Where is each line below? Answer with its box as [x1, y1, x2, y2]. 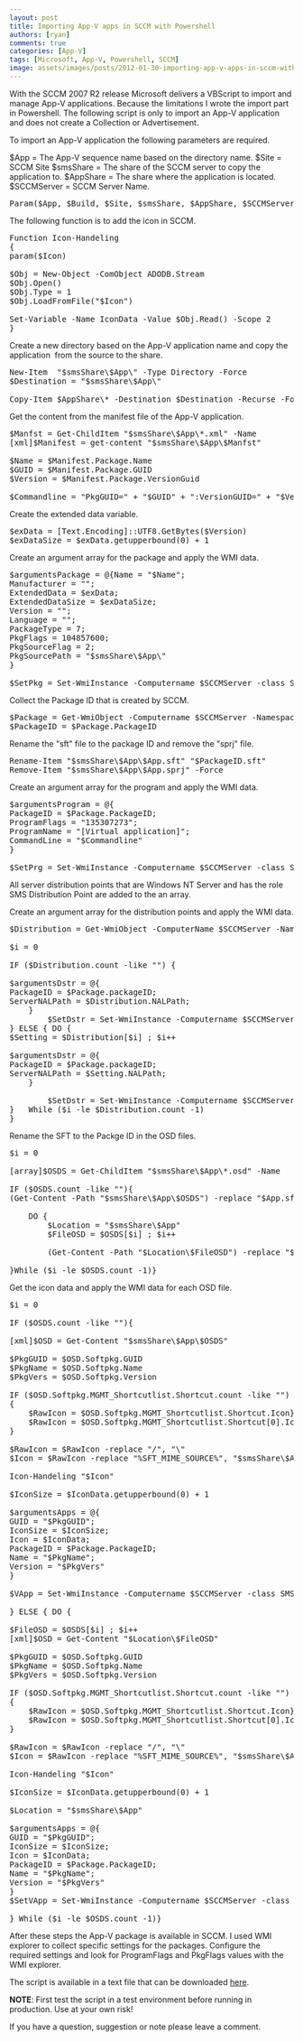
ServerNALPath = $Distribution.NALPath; [9, 996, 191, 1007]
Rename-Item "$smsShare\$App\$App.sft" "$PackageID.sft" [9, 756, 267, 765]
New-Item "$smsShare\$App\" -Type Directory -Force [9, 366, 248, 377]
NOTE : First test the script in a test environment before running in [9, 1994, 252, 2005]
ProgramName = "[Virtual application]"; [9, 826, 191, 836]
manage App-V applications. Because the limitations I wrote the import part [9, 97, 289, 108]
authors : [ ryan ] [9, 30, 70, 39]
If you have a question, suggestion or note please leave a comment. [9, 2021, 262, 2032]
